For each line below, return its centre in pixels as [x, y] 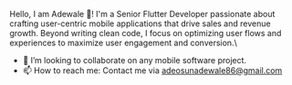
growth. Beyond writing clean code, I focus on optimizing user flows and [146, 33]
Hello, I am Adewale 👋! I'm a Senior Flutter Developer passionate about [142, 14]
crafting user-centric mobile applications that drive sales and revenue [140, 24]
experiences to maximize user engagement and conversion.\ [123, 42]
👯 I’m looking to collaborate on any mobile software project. [135, 60]
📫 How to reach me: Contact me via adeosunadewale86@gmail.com [152, 71]
